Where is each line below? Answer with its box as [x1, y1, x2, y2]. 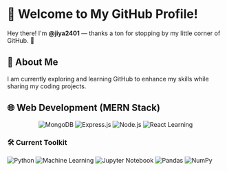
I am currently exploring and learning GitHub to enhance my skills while [7, 74, 209, 83]
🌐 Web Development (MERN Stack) [7, 102, 160, 114]
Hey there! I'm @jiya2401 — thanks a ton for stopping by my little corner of [7, 29, 221, 37]
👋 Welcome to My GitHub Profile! [7, 6, 198, 22]
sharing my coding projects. [7, 82, 87, 90]
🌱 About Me [7, 57, 58, 68]
